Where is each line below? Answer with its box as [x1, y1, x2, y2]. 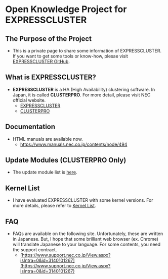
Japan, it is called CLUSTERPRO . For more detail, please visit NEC [12, 92, 151, 98]
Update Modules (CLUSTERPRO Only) [5, 156, 127, 164]
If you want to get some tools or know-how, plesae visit [12, 53, 128, 59]
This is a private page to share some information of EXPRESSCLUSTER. [12, 48, 162, 53]
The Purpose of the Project [5, 34, 92, 43]
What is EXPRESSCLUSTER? [5, 73, 96, 82]
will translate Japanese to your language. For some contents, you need [12, 241, 161, 248]
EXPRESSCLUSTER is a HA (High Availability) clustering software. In [12, 86, 155, 92]
